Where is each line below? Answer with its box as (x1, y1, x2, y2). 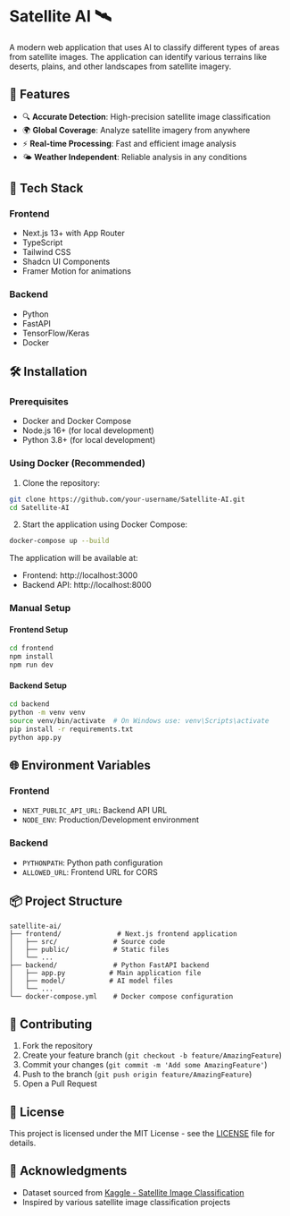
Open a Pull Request (21, 1078, 98, 1089)
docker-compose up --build (9, 537, 110, 546)
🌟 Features (9, 87, 70, 102)
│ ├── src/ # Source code (9, 938, 166, 947)
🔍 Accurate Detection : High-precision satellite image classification (21, 111, 271, 122)
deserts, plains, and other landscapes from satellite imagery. (9, 61, 232, 72)
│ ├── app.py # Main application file (9, 969, 202, 978)
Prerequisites (9, 395, 69, 408)
